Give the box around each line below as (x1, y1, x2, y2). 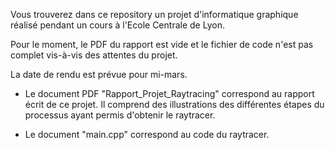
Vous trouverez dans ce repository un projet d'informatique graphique (10, 9, 299, 20)
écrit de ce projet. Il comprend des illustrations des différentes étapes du (24, 99, 325, 110)
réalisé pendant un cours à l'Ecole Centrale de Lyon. (10, 19, 225, 31)
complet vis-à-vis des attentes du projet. (10, 49, 178, 61)
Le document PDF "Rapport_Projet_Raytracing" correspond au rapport (24, 88, 315, 99)
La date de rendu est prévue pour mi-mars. (10, 69, 188, 80)
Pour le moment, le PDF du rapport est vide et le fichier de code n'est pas (10, 39, 314, 50)
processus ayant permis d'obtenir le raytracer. (24, 109, 216, 121)
